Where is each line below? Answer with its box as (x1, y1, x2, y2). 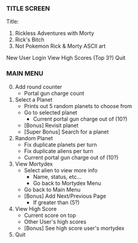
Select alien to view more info (24, 166, 98, 173)
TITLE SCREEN (6, 4, 50, 13)
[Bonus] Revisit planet (24, 121, 79, 129)
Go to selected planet (24, 109, 78, 116)
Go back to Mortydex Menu (33, 180, 101, 187)
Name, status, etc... (33, 173, 82, 180)
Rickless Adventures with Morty (14, 30, 95, 37)
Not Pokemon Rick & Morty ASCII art (14, 42, 106, 50)
